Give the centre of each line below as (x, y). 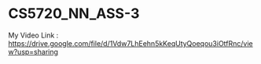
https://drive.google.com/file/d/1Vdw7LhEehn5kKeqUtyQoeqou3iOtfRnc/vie (130, 43)
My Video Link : (33, 35)
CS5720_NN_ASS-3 (74, 14)
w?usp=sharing (33, 52)
